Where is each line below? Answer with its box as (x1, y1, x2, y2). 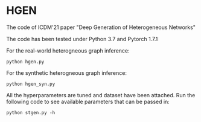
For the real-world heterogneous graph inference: (6, 47, 130, 54)
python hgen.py (6, 59, 45, 65)
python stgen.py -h (6, 109, 56, 115)
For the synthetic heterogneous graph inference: (6, 69, 127, 76)
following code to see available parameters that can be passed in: (6, 98, 170, 105)
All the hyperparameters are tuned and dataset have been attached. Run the (6, 91, 196, 98)
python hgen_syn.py (6, 81, 56, 87)
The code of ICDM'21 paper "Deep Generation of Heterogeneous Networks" (6, 24, 196, 31)
